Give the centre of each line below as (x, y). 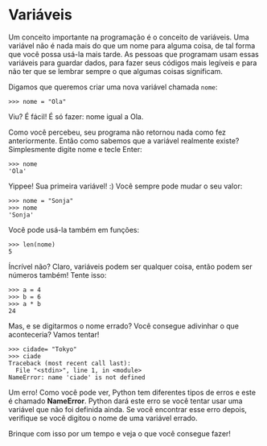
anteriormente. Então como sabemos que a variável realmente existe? (124, 140)
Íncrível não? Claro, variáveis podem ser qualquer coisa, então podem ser (130, 266)
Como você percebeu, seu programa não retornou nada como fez (117, 132)
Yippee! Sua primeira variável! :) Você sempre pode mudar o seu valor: (125, 186)
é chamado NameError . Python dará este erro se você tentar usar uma (125, 401)
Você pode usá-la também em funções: (74, 229)
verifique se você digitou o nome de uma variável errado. (103, 418)
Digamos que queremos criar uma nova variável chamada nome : (113, 87)
